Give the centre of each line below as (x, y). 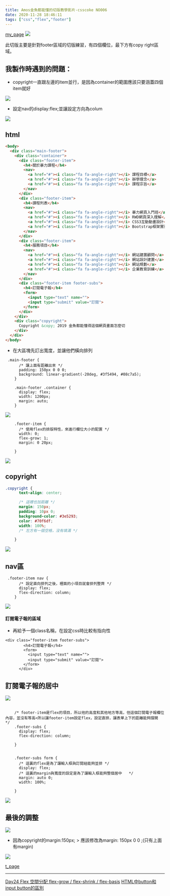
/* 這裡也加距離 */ (37, 502)
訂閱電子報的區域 (23, 619)
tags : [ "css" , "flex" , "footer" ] (38, 19)
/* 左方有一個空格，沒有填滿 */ (48, 531)
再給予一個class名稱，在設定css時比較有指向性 (61, 631)
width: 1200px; (35, 396)
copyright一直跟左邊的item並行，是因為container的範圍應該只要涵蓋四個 (88, 82)
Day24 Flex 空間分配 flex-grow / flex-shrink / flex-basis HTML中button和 (81, 881)
